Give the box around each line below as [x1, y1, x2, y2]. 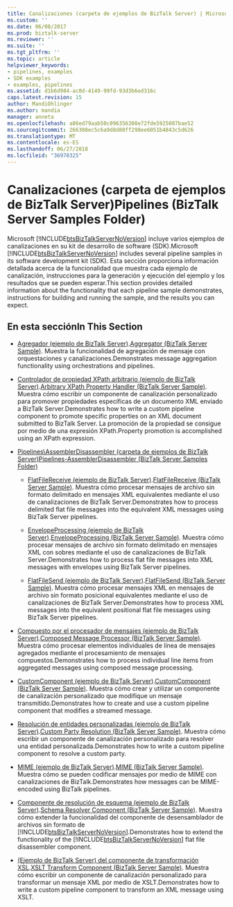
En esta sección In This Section [7, 321, 144, 333]
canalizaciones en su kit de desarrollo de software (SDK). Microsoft [7, 241, 198, 250]
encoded [17, 785, 43, 793]
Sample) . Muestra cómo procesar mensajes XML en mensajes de [27, 584, 214, 592]
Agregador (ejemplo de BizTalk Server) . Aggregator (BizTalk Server [17, 339, 208, 348]
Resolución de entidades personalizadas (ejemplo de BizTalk [17, 720, 191, 728]
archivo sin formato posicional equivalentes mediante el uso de [27, 591, 208, 599]
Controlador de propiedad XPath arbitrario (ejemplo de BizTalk [17, 375, 196, 383]
